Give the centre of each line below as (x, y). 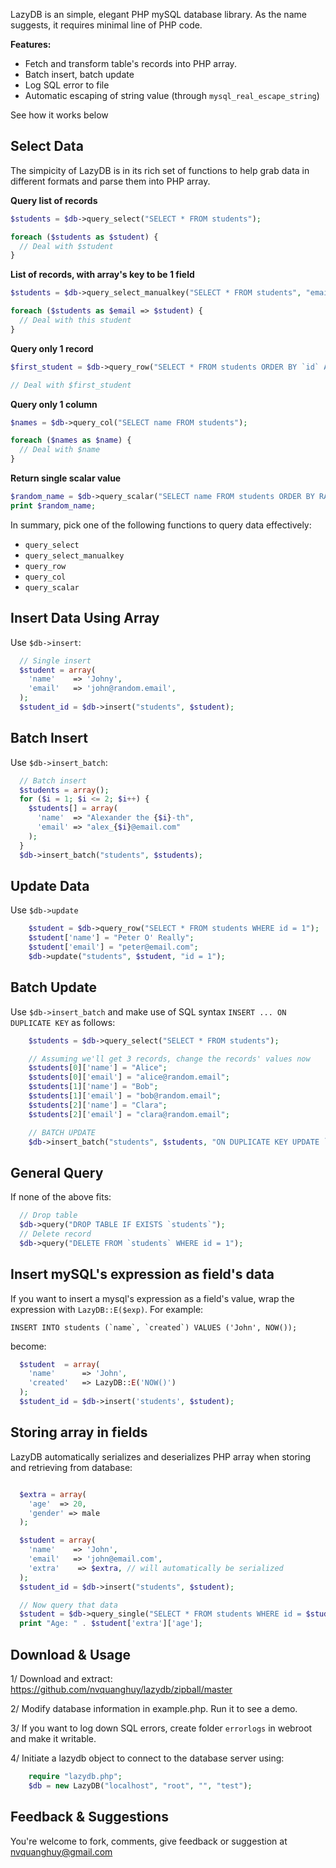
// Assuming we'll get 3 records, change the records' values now (169, 1059)
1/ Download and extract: (61, 1678)
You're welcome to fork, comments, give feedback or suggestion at (149, 1841)
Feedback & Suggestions (89, 1817)
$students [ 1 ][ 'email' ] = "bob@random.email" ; (125, 1096)
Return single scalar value (66, 478)
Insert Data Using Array (85, 618)
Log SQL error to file (67, 85)
